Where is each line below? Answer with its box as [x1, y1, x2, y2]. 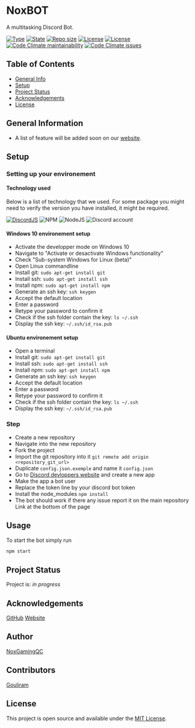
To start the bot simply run [6, 536, 72, 544]
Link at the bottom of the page [14, 503, 90, 510]
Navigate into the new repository [14, 440, 96, 447]
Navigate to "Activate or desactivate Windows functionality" [14, 249, 164, 257]
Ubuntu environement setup [6, 334, 78, 341]
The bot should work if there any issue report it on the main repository [14, 497, 190, 504]
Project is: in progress [6, 581, 61, 588]
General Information [6, 118, 84, 128]
